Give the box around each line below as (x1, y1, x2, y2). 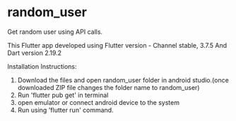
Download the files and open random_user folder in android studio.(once (17, 75, 230, 84)
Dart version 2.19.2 (7, 49, 62, 57)
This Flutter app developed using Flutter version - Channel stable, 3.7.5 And (7, 41, 228, 49)
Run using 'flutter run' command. (17, 106, 114, 114)
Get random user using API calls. (7, 27, 103, 36)
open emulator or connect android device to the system (17, 98, 180, 106)
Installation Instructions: (7, 62, 77, 70)
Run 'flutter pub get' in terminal (17, 91, 109, 99)
